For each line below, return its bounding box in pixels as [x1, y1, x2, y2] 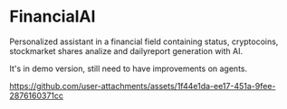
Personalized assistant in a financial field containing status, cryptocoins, [9, 36, 279, 47]
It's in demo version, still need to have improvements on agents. [9, 63, 247, 74]
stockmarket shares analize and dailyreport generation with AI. [9, 45, 243, 56]
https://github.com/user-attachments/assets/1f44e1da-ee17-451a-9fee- [9, 80, 276, 91]
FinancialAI [9, 6, 96, 27]
